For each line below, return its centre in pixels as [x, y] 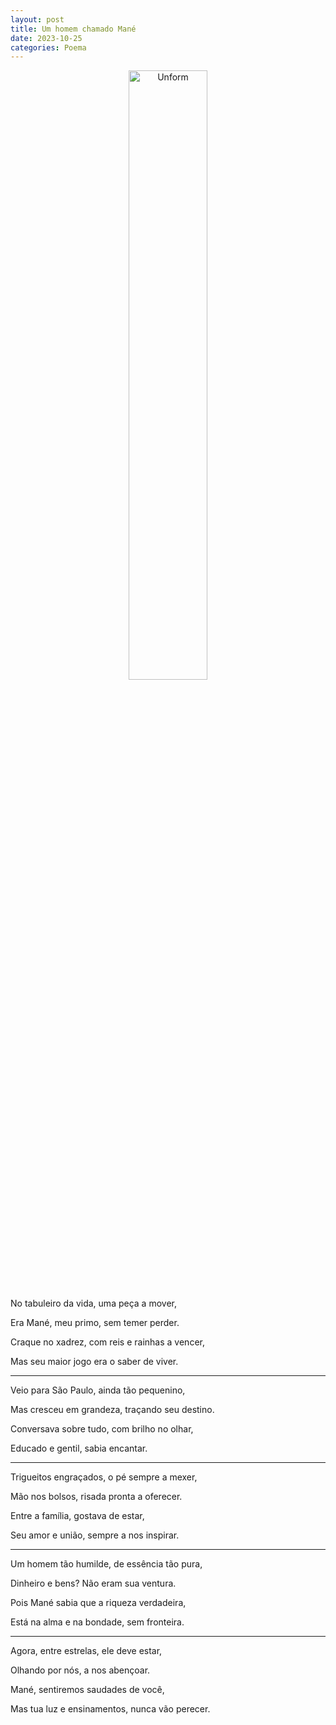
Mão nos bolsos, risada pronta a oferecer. [96, 1497]
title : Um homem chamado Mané [73, 29]
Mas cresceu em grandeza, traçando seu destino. [112, 1410]
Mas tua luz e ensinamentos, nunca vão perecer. [110, 1709]
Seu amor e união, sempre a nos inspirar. [95, 1535]
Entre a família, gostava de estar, [77, 1516]
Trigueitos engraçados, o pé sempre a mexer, [104, 1477]
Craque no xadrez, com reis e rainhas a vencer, [107, 1342]
